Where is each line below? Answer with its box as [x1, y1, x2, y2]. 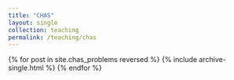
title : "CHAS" [8, 11, 55, 20]
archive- [199, 55, 227, 64]
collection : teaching [8, 26, 80, 34]
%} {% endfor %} [45, 64, 102, 73]
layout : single [8, 19, 58, 27]
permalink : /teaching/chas [8, 33, 97, 42]
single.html [8, 64, 44, 73]
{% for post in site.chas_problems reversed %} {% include [8, 55, 198, 64]
